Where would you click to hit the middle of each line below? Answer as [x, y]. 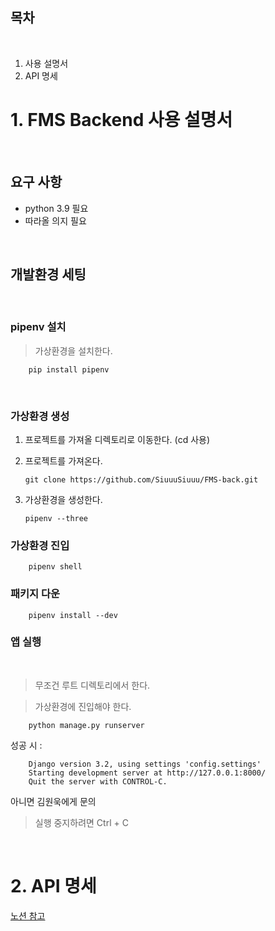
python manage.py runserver [86, 725]
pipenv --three [56, 518]
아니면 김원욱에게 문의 [53, 801]
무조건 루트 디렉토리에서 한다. [92, 685]
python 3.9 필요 [56, 208]
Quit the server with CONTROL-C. [98, 781]
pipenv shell [55, 567]
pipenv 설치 [38, 327]
